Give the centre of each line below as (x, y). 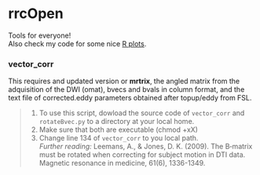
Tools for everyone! (40, 35)
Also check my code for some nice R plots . (77, 43)
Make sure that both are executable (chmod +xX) (119, 129)
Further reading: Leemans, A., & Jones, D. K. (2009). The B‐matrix (146, 147)
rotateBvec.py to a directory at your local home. (117, 122)
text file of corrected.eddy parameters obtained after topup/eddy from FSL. (130, 98)
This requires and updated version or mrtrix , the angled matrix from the (124, 81)
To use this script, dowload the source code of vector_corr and (142, 113)
